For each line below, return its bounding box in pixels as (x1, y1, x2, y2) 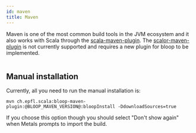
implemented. (6, 49, 40, 56)
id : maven (6, 8, 31, 15)
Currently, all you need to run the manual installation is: (6, 87, 141, 95)
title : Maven (6, 14, 39, 20)
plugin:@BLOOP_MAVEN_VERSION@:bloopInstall (6, 104, 116, 110)
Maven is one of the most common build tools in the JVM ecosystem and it (6, 30, 189, 37)
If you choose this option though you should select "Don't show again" (6, 114, 179, 121)
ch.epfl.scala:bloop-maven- (17, 99, 86, 105)
